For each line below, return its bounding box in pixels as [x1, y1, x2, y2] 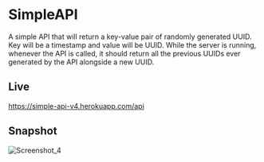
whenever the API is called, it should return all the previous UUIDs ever [8, 48, 241, 58]
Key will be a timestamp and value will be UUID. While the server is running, [8, 40, 257, 49]
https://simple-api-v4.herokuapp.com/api [8, 101, 145, 110]
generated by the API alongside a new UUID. [8, 57, 155, 67]
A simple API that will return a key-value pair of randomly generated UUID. [8, 32, 252, 41]
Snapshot [8, 125, 57, 138]
